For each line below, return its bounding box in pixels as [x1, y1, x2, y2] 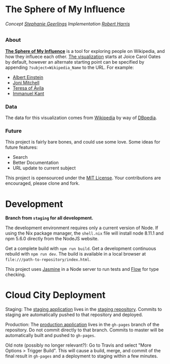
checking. [5, 271, 26, 278]
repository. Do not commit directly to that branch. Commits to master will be [5, 327, 164, 333]
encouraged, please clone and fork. [5, 180, 80, 186]
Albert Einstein [12, 74, 44, 80]
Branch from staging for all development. [5, 215, 94, 221]
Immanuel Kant [12, 90, 45, 96]
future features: [5, 144, 38, 151]
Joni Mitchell [12, 79, 40, 86]
